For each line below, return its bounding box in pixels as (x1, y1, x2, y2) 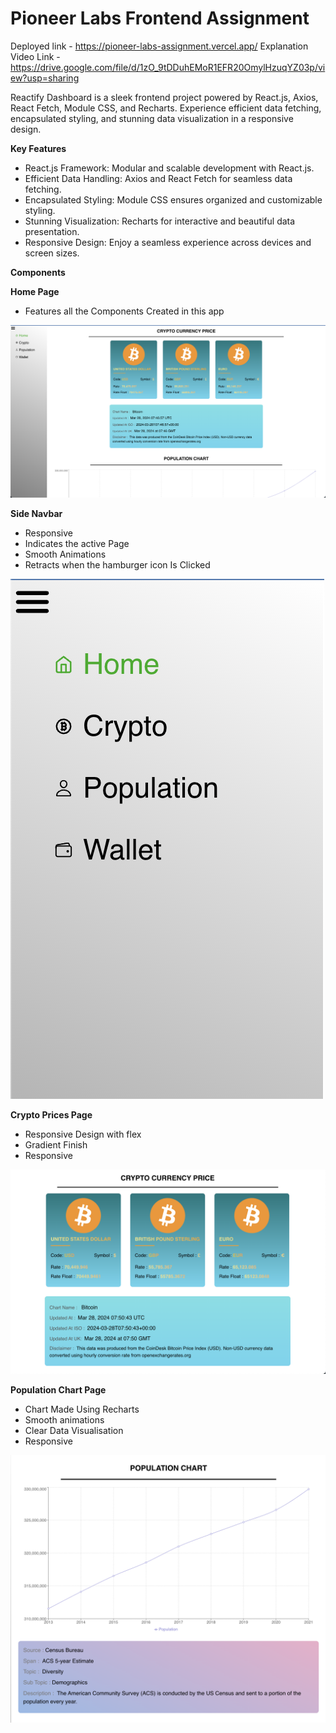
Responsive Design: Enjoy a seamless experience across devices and (24, 236, 312, 248)
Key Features (10, 142, 67, 154)
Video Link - (10, 50, 61, 62)
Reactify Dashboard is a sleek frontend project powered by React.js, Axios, (10, 91, 319, 103)
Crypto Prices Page (10, 1109, 93, 1121)
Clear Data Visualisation (24, 1424, 124, 1436)
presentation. (24, 225, 80, 237)
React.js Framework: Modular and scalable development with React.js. (24, 162, 315, 174)
